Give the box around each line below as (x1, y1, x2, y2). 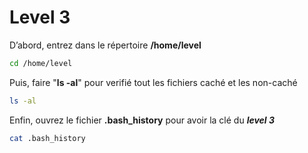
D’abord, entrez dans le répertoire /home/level (9, 39, 202, 51)
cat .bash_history (9, 133, 86, 143)
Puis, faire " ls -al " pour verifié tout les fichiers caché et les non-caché (9, 76, 298, 88)
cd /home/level (9, 58, 73, 68)
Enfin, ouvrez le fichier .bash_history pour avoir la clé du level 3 (9, 114, 276, 126)
